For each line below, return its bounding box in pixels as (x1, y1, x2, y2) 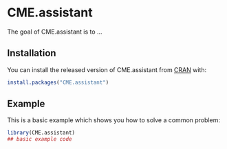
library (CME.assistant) (7, 129, 76, 137)
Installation (7, 47, 56, 59)
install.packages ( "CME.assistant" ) (7, 79, 109, 86)
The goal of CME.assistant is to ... (7, 27, 102, 36)
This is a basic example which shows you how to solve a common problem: (7, 116, 220, 124)
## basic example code (7, 136, 72, 143)
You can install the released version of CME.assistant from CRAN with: (7, 65, 207, 73)
